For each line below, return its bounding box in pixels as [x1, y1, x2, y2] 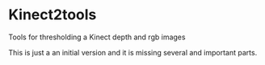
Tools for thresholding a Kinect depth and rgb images [8, 32, 186, 42]
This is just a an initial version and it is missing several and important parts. [8, 47, 258, 57]
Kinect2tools [8, 6, 97, 24]
